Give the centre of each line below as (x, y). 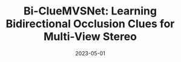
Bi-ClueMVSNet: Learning (90, 11)
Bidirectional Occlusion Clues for (90, 24)
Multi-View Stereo (90, 37)
